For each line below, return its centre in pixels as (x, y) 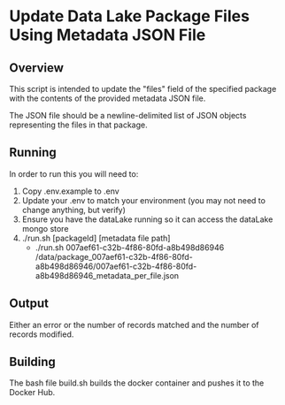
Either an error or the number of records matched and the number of (134, 325)
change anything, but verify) (74, 210)
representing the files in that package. (78, 125)
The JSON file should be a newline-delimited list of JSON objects (128, 115)
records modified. (42, 334)
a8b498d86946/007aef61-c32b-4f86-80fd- (116, 266)
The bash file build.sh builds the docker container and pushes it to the (137, 383)
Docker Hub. (32, 393)
